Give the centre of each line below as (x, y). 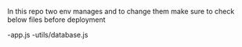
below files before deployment (57, 20)
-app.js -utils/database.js (48, 35)
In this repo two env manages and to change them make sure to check (121, 11)
